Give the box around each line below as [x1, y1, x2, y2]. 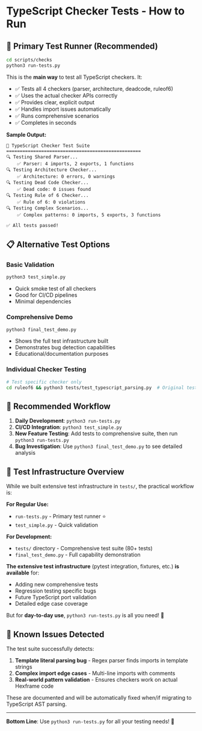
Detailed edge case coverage [14, 600, 88, 608]
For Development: [6, 533, 52, 540]
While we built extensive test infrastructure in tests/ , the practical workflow [6, 483, 194, 490]
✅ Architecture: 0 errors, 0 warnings [17, 173, 115, 179]
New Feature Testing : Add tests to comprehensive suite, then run [14, 430, 178, 437]
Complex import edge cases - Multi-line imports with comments [14, 670, 176, 677]
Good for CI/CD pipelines [14, 291, 78, 299]
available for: [6, 569, 40, 576]
